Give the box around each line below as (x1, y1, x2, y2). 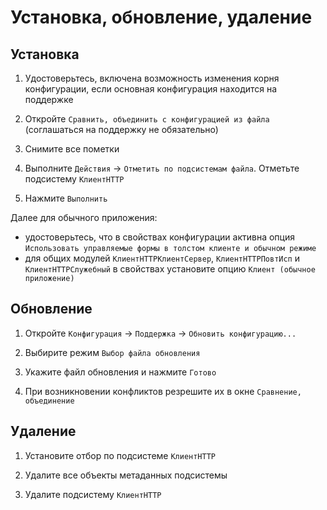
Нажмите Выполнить (24, 192, 108, 204)
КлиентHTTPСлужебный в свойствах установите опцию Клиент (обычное (24, 263, 316, 275)
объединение (24, 396, 75, 406)
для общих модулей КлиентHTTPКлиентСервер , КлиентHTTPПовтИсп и (24, 252, 300, 264)
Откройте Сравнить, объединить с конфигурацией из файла (24, 113, 270, 125)
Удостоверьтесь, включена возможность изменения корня (24, 72, 280, 84)
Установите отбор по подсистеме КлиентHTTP (24, 449, 217, 461)
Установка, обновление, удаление (10, 6, 313, 29)
